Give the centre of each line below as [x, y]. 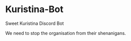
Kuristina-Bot [34, 9]
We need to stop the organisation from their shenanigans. [66, 33]
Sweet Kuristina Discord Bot [35, 23]
